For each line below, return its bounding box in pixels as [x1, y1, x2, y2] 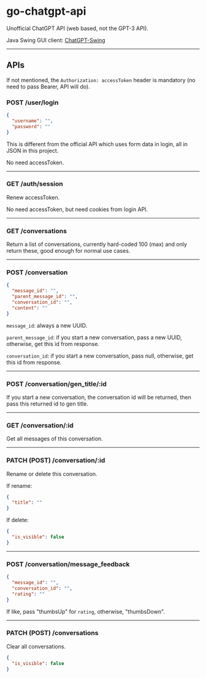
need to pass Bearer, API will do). [6, 83, 90, 90]
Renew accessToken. [6, 193, 60, 201]
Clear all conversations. [6, 642, 66, 650]
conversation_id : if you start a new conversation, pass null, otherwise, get [6, 352, 194, 360]
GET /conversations [6, 226, 67, 235]
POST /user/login [6, 98, 59, 107]
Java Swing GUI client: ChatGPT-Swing [6, 36, 105, 44]
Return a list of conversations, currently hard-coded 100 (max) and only [6, 241, 188, 248]
